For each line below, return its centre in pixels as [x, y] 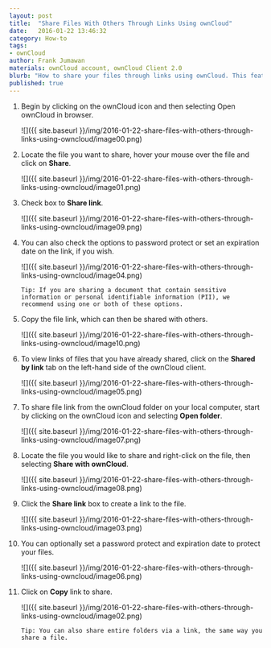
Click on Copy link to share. [67, 592]
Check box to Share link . [62, 203]
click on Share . [46, 163]
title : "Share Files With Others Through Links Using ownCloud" [121, 23]
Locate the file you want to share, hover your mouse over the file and [135, 155]
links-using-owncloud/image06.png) [82, 576]
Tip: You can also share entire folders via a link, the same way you [142, 630]
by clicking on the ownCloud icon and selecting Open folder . [121, 415]
